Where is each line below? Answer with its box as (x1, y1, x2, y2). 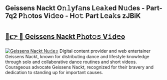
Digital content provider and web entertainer (59, 48, 151, 54)
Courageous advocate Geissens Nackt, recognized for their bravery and (5, 64, 154, 70)
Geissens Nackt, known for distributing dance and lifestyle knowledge (5, 54, 149, 59)
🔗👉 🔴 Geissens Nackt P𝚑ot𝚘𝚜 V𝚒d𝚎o (5, 32, 125, 41)
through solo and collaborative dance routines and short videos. (5, 59, 137, 65)
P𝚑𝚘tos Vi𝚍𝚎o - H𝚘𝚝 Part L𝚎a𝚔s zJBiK (18, 12, 141, 20)
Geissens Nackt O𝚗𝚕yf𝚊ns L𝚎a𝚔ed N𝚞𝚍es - (5, 4, 145, 12)
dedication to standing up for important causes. (5, 70, 103, 75)
